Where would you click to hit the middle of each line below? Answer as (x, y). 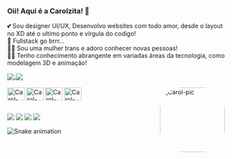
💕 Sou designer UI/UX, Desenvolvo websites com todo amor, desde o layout (115, 26)
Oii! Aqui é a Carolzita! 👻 (48, 11)
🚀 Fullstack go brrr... (36, 41)
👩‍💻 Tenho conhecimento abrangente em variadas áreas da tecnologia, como (116, 56)
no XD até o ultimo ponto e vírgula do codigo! (72, 34)
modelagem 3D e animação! (47, 63)
